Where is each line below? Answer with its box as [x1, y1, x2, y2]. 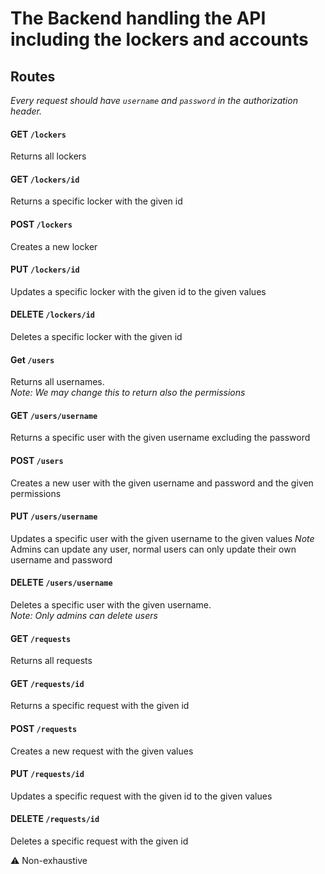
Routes [10, 68, 56, 85]
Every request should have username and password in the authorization [10, 95, 298, 106]
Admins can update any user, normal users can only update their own [10, 543, 297, 555]
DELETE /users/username [10, 577, 113, 589]
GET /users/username [10, 409, 98, 421]
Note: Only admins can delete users [10, 610, 158, 622]
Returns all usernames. [10, 376, 105, 388]
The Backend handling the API [10, 7, 267, 30]
